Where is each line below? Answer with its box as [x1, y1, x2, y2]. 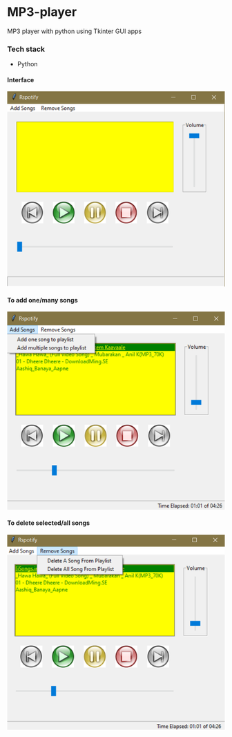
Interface [7, 75, 35, 84]
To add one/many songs [7, 296, 78, 304]
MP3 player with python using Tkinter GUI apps [7, 27, 142, 35]
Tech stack [7, 44, 45, 54]
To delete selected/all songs [7, 519, 90, 527]
